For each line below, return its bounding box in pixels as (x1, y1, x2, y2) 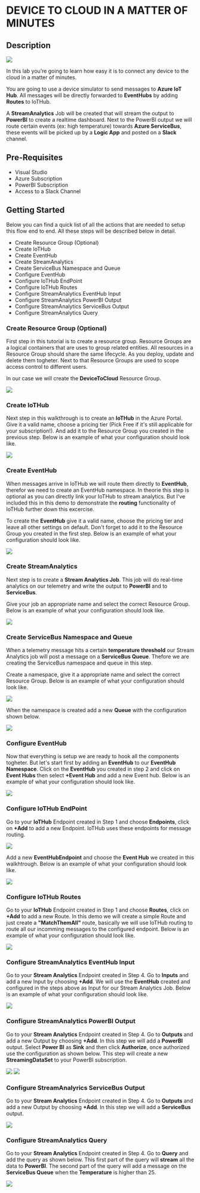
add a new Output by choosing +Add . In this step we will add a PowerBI (6, 1037, 183, 1044)
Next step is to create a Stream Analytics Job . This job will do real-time (6, 576, 183, 583)
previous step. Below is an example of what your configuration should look (6, 434, 190, 441)
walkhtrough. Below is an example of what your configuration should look (6, 860, 187, 867)
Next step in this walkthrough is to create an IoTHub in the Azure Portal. (6, 414, 183, 422)
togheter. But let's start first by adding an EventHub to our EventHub (6, 759, 176, 767)
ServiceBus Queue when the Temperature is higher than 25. (6, 1169, 156, 1176)
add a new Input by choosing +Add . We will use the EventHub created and (6, 978, 190, 985)
